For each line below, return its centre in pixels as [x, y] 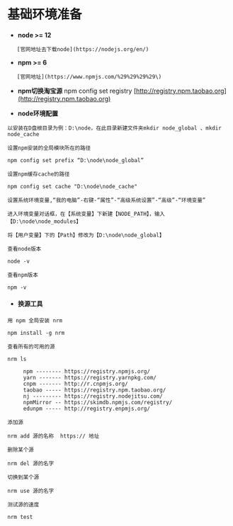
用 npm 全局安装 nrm [35, 320]
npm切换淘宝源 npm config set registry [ [77, 91]
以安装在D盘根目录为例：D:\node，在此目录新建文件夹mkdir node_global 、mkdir [114, 128]
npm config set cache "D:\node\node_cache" [73, 186]
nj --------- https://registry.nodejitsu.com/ [93, 396]
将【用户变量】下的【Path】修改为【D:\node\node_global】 [86, 235]
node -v [19, 261]
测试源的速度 [23, 504]
